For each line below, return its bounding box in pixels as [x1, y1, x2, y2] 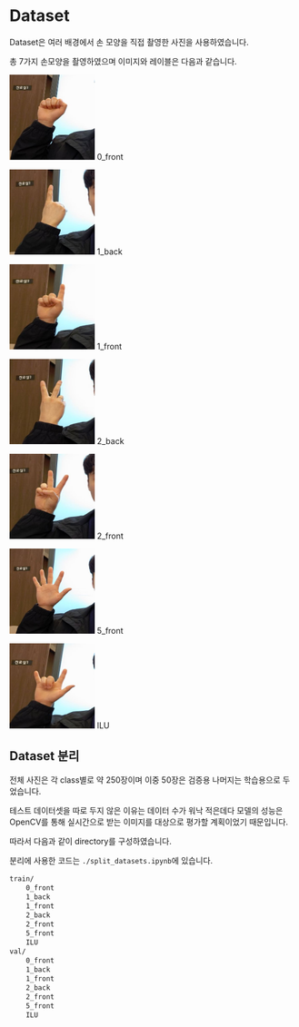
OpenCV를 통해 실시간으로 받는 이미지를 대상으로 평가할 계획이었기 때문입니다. [9, 816, 289, 827]
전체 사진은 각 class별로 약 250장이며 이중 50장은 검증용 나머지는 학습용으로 [9, 774, 281, 785]
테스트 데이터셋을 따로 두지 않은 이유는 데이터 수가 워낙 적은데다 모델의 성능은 [9, 805, 284, 815]
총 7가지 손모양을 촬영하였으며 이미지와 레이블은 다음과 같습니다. [9, 55, 238, 66]
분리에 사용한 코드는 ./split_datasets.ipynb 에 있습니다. [9, 854, 214, 865]
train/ [9, 874, 35, 884]
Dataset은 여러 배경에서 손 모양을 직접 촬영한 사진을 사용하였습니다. [9, 36, 250, 47]
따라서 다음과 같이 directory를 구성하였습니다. [9, 835, 173, 846]
